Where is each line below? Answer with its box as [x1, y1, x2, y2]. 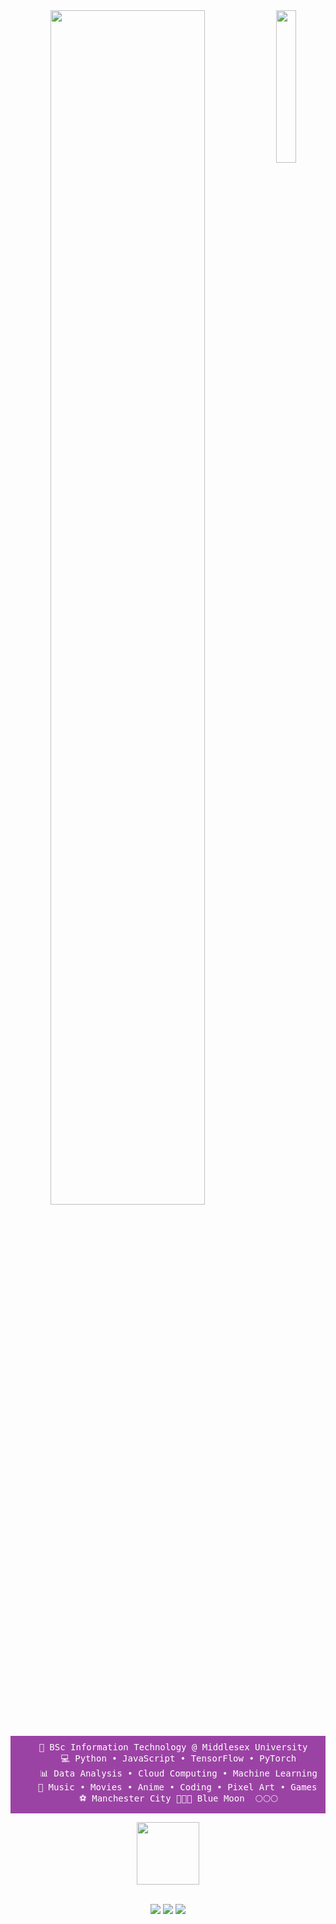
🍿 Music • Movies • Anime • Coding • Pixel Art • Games [37, 1782, 318, 1793]
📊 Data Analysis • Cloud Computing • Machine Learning [39, 1768, 318, 1779]
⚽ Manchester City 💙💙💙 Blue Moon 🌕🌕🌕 [78, 1793, 279, 1804]
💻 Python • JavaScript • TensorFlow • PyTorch [60, 1753, 297, 1764]
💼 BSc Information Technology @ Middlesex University [38, 1742, 308, 1753]
